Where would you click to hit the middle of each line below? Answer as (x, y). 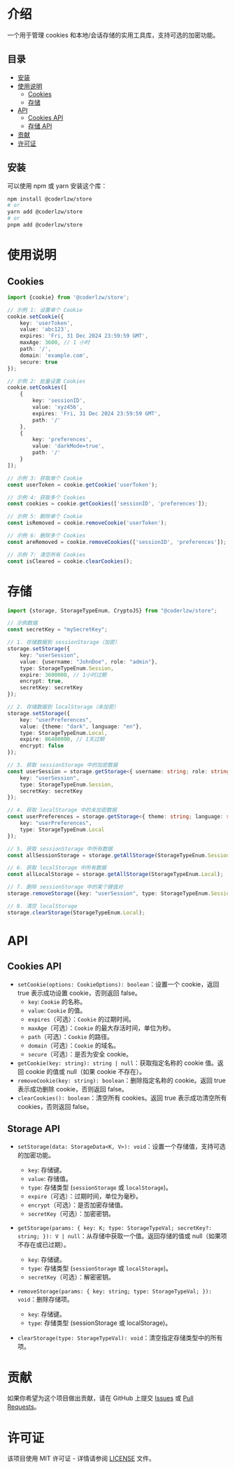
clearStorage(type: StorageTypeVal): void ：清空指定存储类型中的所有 (120, 1338)
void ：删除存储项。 (45, 1299)
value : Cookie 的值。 (57, 1010)
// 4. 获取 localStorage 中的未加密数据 (62, 810)
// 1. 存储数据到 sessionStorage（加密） (64, 643)
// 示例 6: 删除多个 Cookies (47, 536)
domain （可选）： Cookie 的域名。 (74, 1045)
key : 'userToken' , (47, 323)
